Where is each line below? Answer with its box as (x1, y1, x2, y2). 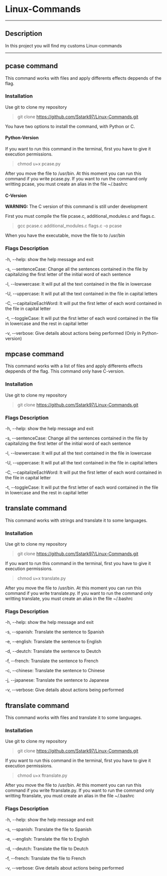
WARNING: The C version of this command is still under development (5, 203, 148, 210)
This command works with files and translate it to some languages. (5, 715, 142, 721)
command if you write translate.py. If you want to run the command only (5, 590, 153, 596)
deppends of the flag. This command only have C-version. (5, 368, 125, 374)
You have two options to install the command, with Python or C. (5, 123, 135, 129)
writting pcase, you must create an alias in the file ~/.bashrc (5, 181, 128, 187)
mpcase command (5, 350, 64, 358)
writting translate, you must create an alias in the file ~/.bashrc (5, 595, 133, 601)
